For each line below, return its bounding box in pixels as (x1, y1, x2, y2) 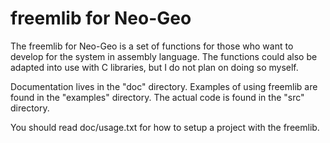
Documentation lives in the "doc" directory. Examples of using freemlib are (10, 80, 318, 92)
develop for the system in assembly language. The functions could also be (10, 50, 318, 62)
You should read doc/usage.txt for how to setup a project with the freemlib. (10, 121, 320, 133)
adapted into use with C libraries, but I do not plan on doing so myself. (10, 61, 299, 73)
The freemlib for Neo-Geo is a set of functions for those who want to (10, 40, 294, 52)
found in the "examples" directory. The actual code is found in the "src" (10, 91, 305, 103)
